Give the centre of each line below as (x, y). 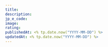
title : (12, 10)
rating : (13, 28)
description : (19, 14)
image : (12, 23)
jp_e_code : (16, 19)
